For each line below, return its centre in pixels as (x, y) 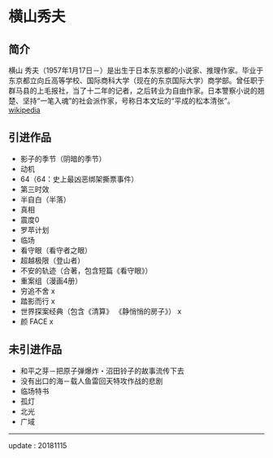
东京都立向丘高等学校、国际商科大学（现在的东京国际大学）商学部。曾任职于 (136, 81)
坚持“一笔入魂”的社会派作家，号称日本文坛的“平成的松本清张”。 (128, 101)
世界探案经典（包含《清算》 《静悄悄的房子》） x (101, 311)
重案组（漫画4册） (51, 281)
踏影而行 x (37, 301)
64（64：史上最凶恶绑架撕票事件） (79, 179)
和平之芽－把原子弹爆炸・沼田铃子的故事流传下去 (102, 370)
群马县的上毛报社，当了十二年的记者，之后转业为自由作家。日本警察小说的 (133, 91)
